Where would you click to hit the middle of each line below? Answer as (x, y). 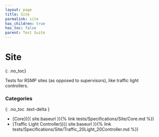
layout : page (19, 10)
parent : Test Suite (25, 33)
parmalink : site (22, 19)
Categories (19, 98)
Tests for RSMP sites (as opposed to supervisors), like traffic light (72, 80)
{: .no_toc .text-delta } (27, 109)
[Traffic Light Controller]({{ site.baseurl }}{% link (62, 124)
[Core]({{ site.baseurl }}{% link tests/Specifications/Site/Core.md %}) (83, 119)
